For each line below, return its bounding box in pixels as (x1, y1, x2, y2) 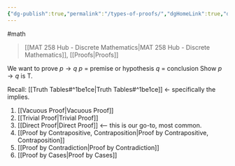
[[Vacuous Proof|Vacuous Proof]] (17, 106, 114, 114)
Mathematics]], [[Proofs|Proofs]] (24, 50, 119, 59)
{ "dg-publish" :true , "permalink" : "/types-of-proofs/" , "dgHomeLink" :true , (7, 10, 224, 18)
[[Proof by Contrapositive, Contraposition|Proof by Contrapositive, (17, 128, 208, 137)
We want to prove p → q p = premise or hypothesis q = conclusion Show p (7, 64, 222, 72)
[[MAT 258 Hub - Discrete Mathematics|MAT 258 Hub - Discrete (24, 43, 211, 51)
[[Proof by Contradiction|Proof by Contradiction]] (17, 143, 159, 151)
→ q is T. (7, 71, 33, 80)
